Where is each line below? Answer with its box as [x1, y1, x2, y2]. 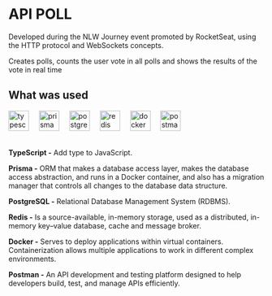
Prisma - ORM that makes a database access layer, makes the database [8, 163, 249, 173]
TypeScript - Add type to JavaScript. [8, 147, 132, 157]
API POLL [8, 5, 72, 24]
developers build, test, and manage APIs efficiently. [8, 278, 180, 288]
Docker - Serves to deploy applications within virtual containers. [8, 237, 224, 246]
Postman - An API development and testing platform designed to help [8, 269, 242, 279]
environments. [8, 254, 57, 263]
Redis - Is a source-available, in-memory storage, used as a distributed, [8, 212, 249, 222]
